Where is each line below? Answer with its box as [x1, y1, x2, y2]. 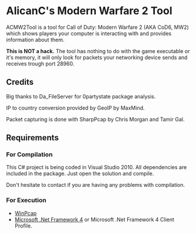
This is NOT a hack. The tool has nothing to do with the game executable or [6, 47, 190, 54]
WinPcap [14, 209, 37, 216]
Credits [6, 77, 34, 87]
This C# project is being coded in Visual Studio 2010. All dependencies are [6, 164, 187, 171]
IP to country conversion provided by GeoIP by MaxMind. [6, 104, 145, 111]
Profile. [14, 222, 32, 229]
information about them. [6, 36, 65, 43]
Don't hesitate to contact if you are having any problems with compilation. [6, 182, 185, 189]
